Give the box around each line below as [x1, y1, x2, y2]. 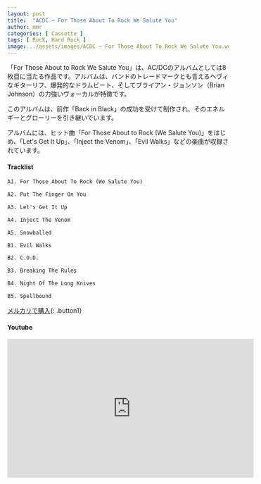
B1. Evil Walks [7, 242, 52, 249]
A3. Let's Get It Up [7, 204, 68, 211]
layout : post [7, 10, 46, 18]
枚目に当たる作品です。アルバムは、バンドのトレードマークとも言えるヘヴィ [7, 72, 229, 80]
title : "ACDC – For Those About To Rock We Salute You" [7, 17, 178, 24]
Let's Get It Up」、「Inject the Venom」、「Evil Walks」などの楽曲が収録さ [22, 137, 229, 145]
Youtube [7, 323, 33, 331]
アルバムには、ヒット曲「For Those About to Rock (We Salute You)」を [7, 128, 214, 137]
